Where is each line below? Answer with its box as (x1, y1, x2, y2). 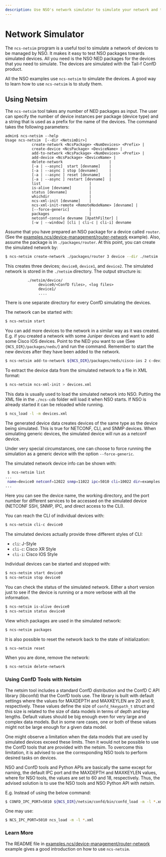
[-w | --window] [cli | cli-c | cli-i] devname (31, 220, 132, 225)
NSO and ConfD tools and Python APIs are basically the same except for (5, 764, 153, 770)
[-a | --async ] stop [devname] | (31, 168, 112, 173)
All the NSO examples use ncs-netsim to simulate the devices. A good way (5, 75, 157, 82)
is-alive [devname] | (31, 186, 92, 190)
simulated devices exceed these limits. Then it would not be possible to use (5, 739, 159, 745)
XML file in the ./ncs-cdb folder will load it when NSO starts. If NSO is (5, 396, 147, 402)
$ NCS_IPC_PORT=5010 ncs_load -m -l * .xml (5, 817, 94, 823)
